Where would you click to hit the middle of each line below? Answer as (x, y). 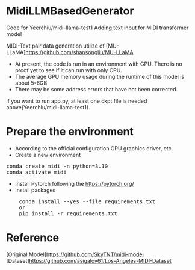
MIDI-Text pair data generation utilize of (56, 46)
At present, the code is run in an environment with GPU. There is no (98, 64)
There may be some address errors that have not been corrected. (96, 89)
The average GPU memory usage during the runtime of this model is (100, 76)
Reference (32, 238)
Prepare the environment (70, 132)
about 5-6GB (31, 83)
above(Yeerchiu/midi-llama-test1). (48, 107)
